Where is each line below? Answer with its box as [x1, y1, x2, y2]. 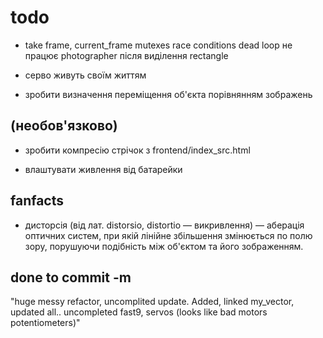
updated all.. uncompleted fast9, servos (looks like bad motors [10, 306, 268, 318]
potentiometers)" [10, 317, 81, 329]
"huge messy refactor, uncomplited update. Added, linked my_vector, [10, 296, 295, 308]
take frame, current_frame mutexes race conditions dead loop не [24, 39, 293, 51]
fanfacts [10, 192, 65, 210]
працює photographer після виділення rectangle [24, 49, 229, 61]
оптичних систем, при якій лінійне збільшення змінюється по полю [24, 229, 313, 241]
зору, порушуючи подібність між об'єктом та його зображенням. [24, 240, 304, 252]
